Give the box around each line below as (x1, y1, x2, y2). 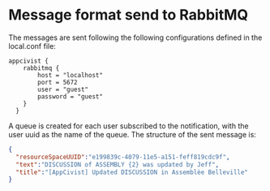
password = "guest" (37, 92, 104, 101)
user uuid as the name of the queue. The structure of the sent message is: (8, 129, 257, 139)
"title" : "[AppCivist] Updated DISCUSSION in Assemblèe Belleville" (15, 168, 249, 176)
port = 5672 (37, 78, 79, 86)
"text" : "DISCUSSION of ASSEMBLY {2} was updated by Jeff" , (15, 160, 220, 168)
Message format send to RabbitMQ (8, 6, 249, 24)
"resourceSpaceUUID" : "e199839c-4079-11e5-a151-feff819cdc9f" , (15, 153, 230, 161)
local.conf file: (8, 41, 57, 50)
